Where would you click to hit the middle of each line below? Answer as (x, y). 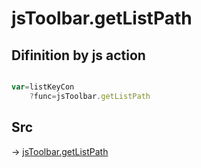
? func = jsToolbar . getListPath (90, 96)
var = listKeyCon (43, 87)
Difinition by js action (78, 55)
